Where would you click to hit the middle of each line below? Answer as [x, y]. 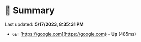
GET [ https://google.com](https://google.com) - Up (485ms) [74, 34]
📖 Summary [30, 10]
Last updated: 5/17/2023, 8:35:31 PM [44, 24]
